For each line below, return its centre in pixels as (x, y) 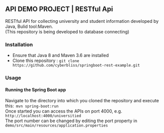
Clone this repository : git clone (46, 61)
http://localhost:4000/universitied (43, 116)
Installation (19, 44)
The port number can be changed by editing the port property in (71, 121)
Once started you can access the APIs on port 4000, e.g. (64, 111)
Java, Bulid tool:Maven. (29, 26)
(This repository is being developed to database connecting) (67, 32)
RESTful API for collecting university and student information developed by (82, 21)
